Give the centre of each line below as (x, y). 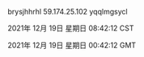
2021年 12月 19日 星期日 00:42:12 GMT (72, 45)
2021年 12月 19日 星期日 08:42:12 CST (71, 28)
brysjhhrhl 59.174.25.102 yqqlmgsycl (68, 12)
